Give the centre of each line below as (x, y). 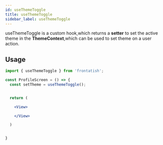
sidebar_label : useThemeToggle (38, 19)
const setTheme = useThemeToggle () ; (48, 84)
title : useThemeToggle (29, 14)
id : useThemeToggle (25, 10)
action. (12, 44)
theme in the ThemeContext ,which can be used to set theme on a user (78, 38)
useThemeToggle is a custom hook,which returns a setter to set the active (82, 33)
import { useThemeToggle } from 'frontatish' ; (54, 71)
